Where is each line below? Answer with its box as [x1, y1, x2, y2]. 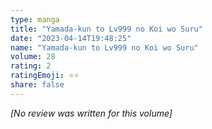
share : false [10, 80, 65, 90]
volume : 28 [10, 52, 56, 62]
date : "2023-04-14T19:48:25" [10, 33, 132, 43]
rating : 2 [10, 61, 52, 71]
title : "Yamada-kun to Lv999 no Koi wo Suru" [10, 24, 203, 34]
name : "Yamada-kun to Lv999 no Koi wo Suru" [10, 42, 199, 53]
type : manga [10, 14, 60, 25]
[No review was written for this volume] [10, 107, 173, 119]
